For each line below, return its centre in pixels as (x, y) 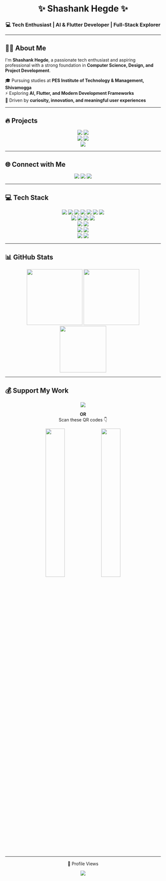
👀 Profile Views (83, 864)
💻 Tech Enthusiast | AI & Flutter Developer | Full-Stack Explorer (83, 25)
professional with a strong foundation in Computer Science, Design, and (79, 66)
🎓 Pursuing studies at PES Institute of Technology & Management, (75, 80)
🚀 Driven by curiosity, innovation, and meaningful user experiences (76, 100)
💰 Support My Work (37, 390)
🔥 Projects (21, 120)
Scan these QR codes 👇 (83, 420)
